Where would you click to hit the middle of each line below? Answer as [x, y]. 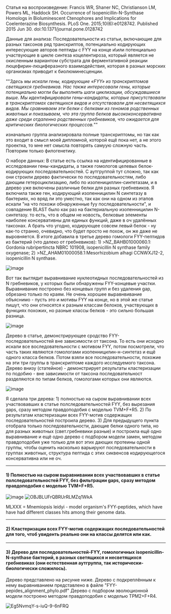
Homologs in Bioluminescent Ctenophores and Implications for [71, 18]
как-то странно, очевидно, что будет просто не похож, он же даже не [82, 231]
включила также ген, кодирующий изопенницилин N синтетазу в [76, 193]
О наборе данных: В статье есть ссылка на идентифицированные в [79, 161]
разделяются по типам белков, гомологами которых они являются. [79, 379]
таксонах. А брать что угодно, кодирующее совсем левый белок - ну [81, 226]
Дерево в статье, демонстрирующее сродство [57, 336]
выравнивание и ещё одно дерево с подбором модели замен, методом [84, 437]
